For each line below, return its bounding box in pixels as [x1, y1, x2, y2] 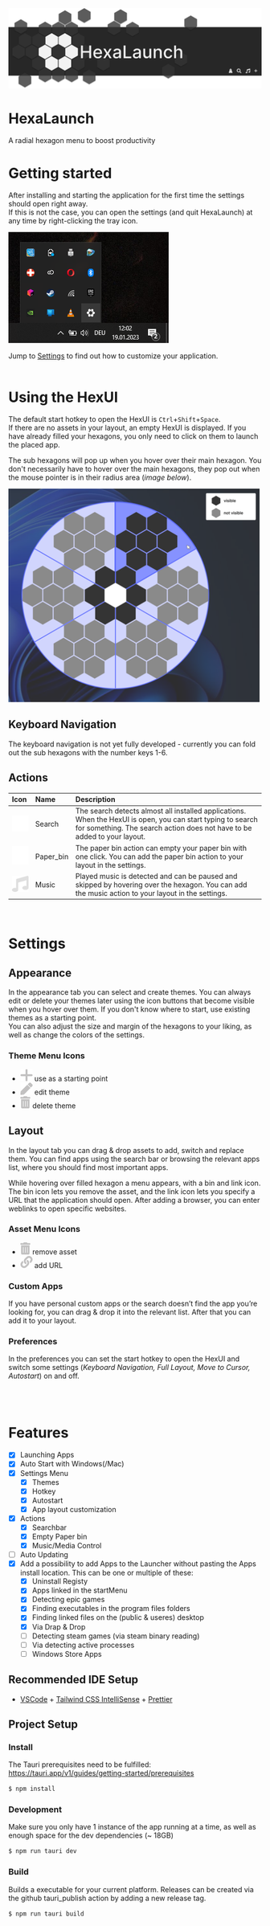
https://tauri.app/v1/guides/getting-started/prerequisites [8, 1769, 194, 1778]
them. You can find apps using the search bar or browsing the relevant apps [8, 1154, 260, 1163]
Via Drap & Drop [31, 1621, 86, 1631]
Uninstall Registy [31, 1576, 88, 1586]
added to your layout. [75, 832, 146, 841]
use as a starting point [34, 1073, 108, 1083]
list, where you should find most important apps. [8, 1162, 169, 1172]
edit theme [34, 1087, 70, 1097]
